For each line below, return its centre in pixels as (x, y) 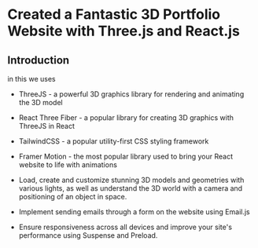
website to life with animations (68, 165)
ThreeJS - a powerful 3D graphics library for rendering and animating (131, 94)
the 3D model (41, 102)
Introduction (39, 60)
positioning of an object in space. (73, 197)
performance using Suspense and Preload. (88, 235)
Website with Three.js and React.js (124, 31)
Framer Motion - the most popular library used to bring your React (126, 156)
